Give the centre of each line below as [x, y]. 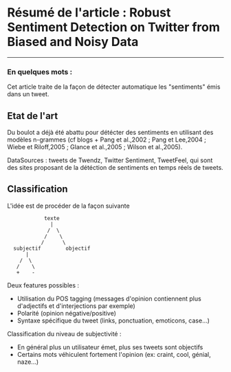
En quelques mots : [40, 72]
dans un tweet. [28, 94]
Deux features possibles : [43, 285]
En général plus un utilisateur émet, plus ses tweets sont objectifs [110, 347]
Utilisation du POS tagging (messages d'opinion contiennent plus [109, 298]
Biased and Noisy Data [73, 42]
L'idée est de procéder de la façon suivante [68, 206]
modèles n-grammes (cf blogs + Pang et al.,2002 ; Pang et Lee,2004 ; [107, 140]
